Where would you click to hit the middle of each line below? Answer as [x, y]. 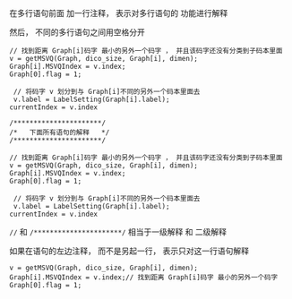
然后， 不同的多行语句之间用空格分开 [77, 32]
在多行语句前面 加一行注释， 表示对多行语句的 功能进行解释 [119, 13]
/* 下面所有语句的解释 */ [60, 132]
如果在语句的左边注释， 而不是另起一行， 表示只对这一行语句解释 [129, 251]
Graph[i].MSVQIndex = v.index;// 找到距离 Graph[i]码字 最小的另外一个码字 [144, 278]
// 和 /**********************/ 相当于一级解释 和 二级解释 [118, 232]
